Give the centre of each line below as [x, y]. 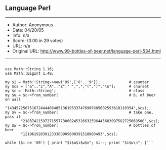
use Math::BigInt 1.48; [30, 73]
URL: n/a [21, 46]
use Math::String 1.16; [30, 69]
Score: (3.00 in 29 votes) [38, 40]
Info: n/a [21, 35]
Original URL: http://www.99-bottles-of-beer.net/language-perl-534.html [86, 51]
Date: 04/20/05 [28, 30]
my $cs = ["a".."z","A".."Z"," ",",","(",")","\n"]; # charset [77, 86]
